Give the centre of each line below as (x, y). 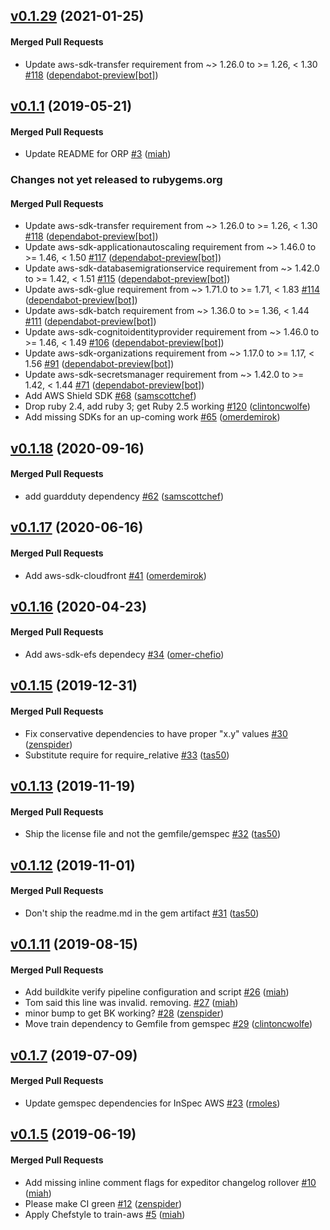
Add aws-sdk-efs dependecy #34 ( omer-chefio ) (124, 655)
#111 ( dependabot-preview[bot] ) (90, 321)
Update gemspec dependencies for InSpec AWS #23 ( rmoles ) (152, 1103)
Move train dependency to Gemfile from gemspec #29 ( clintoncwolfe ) (168, 1024)
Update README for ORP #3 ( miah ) (98, 154)
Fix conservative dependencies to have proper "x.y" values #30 (156, 733)
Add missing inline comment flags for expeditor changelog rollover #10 (170, 1182)
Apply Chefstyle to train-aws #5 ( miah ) (105, 1214)
